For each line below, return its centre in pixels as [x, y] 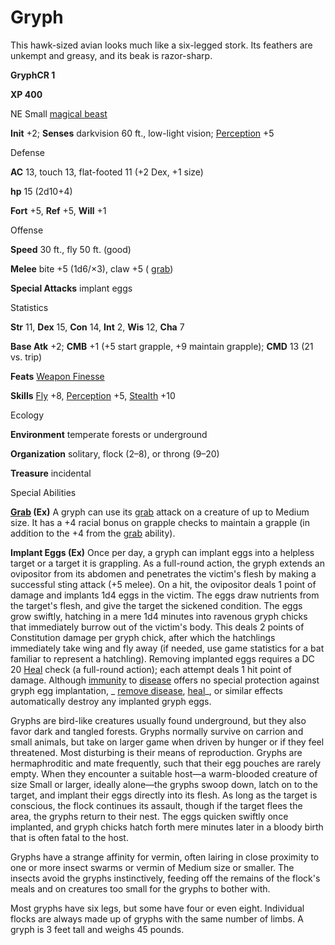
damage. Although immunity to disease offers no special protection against [165, 680]
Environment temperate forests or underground [109, 434]
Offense [27, 230]
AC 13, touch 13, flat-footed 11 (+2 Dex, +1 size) [107, 172]
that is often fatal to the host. [69, 837]
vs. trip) [26, 357]
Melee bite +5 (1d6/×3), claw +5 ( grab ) [92, 268]
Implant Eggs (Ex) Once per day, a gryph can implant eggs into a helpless [162, 552]
